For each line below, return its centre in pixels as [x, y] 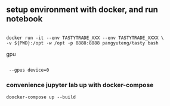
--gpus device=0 [29, 70]
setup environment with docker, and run [82, 10]
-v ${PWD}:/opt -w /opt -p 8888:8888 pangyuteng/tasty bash [83, 43]
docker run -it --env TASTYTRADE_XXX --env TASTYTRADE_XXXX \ [85, 38]
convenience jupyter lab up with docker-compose [80, 85]
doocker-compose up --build [41, 97]
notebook [24, 19]
